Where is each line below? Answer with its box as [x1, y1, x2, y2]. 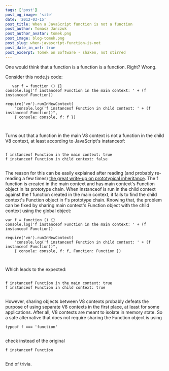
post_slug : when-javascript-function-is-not [5, 41, 101, 46]
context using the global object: [5, 208, 72, 214]
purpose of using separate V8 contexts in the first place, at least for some [5, 303, 160, 310]
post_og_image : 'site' [5, 12, 53, 17]
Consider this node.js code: [5, 74, 63, 80]
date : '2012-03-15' [5, 17, 47, 22]
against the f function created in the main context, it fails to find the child [5, 191, 157, 197]
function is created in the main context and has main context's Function [5, 181, 155, 187]
